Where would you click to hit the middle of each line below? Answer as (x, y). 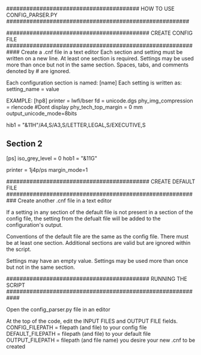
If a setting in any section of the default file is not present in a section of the (100, 212)
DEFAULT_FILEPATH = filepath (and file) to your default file (79, 333)
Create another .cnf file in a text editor (65, 201)
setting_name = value (33, 89)
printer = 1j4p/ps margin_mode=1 (47, 169)
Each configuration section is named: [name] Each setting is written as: (94, 83)
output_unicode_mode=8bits (42, 113)
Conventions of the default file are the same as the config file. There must (97, 236)
